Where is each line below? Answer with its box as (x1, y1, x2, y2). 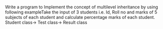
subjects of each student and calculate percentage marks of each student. (5, 14, 155, 20)
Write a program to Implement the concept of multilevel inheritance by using (5, 4, 159, 10)
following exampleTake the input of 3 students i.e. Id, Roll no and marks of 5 (5, 9, 158, 15)
